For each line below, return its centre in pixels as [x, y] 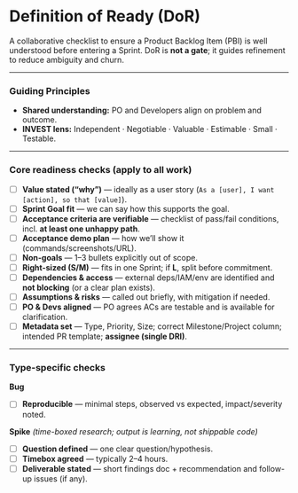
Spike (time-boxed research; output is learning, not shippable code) [134, 431]
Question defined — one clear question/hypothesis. [118, 449]
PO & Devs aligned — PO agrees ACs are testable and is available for [148, 307]
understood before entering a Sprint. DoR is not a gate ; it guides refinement [147, 50]
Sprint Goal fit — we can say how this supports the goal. [126, 208]
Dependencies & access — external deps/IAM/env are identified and [148, 278]
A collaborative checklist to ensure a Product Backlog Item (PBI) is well [138, 41]
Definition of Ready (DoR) [105, 16]
